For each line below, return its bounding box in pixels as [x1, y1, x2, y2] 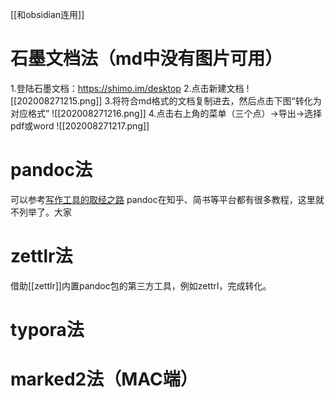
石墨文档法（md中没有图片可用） [10, 48, 283, 70]
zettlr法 [10, 245, 73, 268]
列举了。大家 [18, 206, 72, 218]
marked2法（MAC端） [10, 368, 198, 391]
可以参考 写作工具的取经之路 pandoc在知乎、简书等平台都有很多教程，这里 [10, 193, 316, 205]
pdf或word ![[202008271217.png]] [10, 119, 150, 132]
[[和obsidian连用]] [10, 9, 85, 20]
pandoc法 [10, 159, 93, 182]
